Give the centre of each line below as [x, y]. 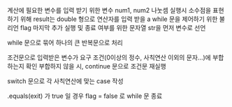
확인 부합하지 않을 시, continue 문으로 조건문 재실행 [96, 66]
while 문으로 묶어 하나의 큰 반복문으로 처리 [65, 43]
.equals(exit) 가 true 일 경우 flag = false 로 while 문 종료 [85, 96]
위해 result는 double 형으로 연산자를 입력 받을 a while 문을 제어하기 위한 [119, 19]
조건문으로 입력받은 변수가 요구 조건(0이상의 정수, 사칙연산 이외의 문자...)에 [109, 57]
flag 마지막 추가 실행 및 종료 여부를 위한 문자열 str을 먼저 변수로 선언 [113, 28]
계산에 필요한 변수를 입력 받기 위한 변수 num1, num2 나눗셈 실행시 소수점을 [109, 10]
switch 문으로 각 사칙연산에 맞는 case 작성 [65, 81]
